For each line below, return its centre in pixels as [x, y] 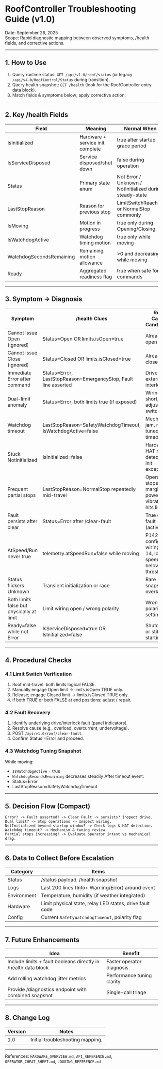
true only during [135, 223]
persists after [23, 521]
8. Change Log [27, 1018]
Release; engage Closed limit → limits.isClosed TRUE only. [70, 695]
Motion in [90, 223]
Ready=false [22, 625]
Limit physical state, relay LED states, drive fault [95, 904]
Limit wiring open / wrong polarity [81, 608]
